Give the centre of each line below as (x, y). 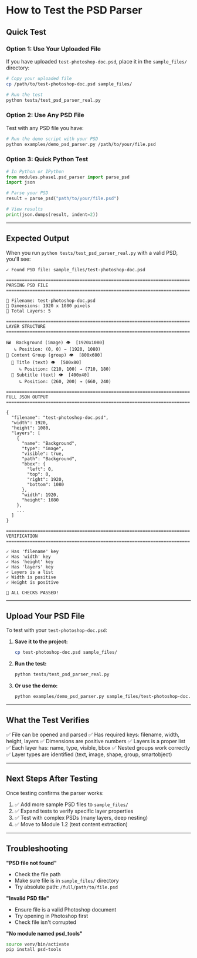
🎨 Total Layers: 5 (28, 311)
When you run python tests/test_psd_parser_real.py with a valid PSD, (92, 252)
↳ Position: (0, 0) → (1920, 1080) (57, 349)
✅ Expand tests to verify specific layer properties (74, 811)
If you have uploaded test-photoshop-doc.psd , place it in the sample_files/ (97, 61)
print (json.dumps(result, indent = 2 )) (52, 214)
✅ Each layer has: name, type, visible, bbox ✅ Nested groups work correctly (98, 747)
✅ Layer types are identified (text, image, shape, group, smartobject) (89, 754)
